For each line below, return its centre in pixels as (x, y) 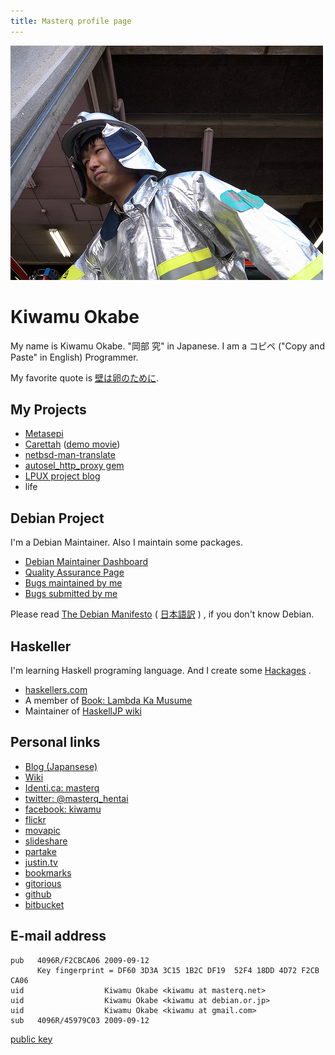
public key (31, 1039)
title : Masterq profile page (71, 21)
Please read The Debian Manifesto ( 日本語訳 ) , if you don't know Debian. (162, 614)
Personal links (55, 742)
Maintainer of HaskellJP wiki (83, 711)
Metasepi (44, 434)
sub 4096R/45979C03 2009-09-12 (80, 1020)
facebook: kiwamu (63, 809)
